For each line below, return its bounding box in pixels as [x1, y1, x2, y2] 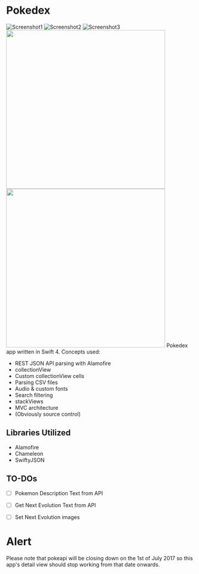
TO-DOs [6, 474, 38, 484]
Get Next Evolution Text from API [14, 501, 96, 508]
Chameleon [14, 450, 44, 457]
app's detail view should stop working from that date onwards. [6, 561, 160, 568]
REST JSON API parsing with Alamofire [14, 360, 111, 367]
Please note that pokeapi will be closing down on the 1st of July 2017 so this [6, 554, 193, 561]
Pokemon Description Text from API [14, 489, 103, 496]
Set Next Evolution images [14, 513, 80, 520]
